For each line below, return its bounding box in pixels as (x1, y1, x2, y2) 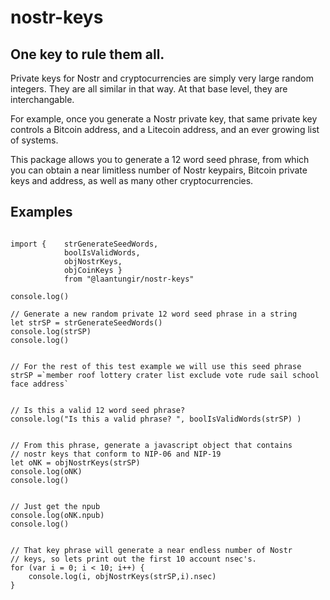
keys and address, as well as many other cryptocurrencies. (10, 175, 254, 186)
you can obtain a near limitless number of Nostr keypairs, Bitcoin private (10, 164, 308, 176)
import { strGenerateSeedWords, (10, 239, 159, 249)
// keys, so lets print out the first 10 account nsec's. (10, 554, 257, 564)
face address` (10, 379, 70, 389)
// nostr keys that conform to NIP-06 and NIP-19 (10, 449, 222, 459)
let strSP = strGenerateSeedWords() (10, 317, 163, 328)
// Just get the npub (10, 501, 101, 511)
